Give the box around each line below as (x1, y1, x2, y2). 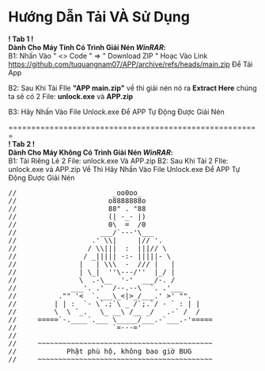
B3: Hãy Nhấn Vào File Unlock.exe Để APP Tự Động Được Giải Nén (8, 107, 225, 117)
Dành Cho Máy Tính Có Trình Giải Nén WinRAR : (8, 42, 166, 52)
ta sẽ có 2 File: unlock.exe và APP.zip (8, 91, 133, 101)
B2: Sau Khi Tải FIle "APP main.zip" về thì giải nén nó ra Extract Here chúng (8, 83, 257, 93)
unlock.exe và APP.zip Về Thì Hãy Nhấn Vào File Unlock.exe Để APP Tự (8, 164, 240, 174)
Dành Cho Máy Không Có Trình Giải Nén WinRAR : (8, 147, 174, 157)
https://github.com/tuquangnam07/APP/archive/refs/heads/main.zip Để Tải (8, 59, 253, 69)
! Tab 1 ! (8, 34, 34, 44)
